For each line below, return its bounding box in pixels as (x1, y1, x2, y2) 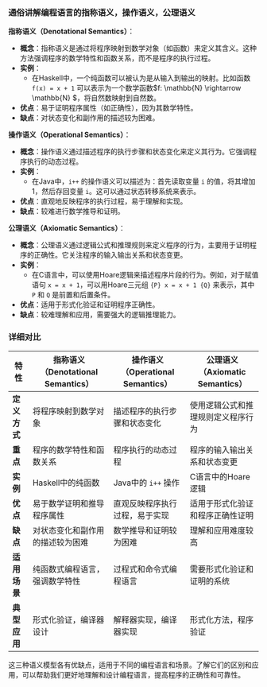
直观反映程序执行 (113, 498, 177, 509)
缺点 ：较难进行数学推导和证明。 (19, 207, 125, 216)
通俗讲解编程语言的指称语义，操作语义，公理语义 (8, 6, 196, 17)
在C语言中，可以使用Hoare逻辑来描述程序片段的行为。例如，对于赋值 (31, 270, 259, 280)
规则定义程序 (197, 411, 246, 422)
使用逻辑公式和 (189, 399, 246, 410)
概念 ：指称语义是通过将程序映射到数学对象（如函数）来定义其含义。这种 (19, 44, 257, 53)
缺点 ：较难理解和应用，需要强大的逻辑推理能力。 (19, 310, 180, 320)
